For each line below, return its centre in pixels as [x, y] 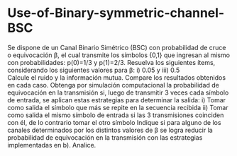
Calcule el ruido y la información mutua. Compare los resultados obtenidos [116, 77]
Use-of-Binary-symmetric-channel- [116, 13]
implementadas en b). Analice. [52, 145]
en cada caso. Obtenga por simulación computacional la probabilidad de [114, 85]
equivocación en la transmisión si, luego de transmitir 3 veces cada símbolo [118, 92]
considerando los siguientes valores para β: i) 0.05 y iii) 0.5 [94, 70]
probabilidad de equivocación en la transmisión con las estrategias [105, 137]
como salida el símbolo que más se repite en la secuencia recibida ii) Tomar [118, 107]
